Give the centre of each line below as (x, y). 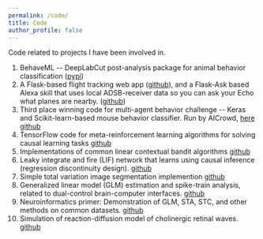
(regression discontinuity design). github (86, 168)
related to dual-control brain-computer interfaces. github (112, 193)
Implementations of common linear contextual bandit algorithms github (135, 151)
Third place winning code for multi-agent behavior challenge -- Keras (133, 110)
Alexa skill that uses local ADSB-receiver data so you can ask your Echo (137, 93)
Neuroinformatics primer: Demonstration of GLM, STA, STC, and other (133, 202)
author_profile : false (45, 30)
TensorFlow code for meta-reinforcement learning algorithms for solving (137, 135)
